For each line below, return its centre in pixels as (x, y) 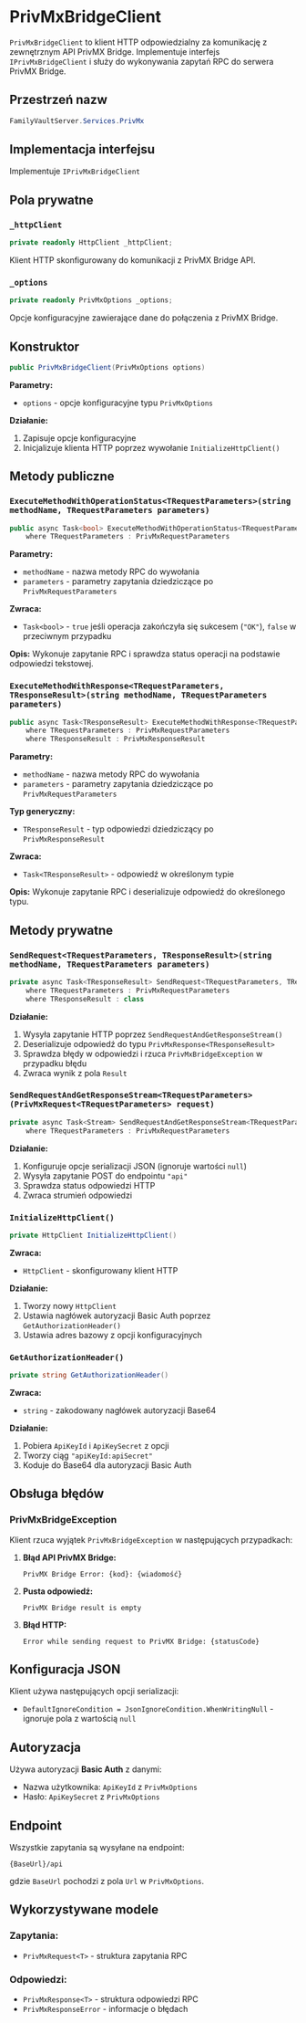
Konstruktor (45, 346)
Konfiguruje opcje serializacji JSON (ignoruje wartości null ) (135, 1166)
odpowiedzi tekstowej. (51, 664)
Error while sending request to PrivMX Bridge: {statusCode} (141, 1641)
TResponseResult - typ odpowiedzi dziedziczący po (118, 829)
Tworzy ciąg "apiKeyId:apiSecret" (87, 1455)
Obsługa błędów (57, 1494)
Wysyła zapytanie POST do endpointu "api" (105, 1176)
